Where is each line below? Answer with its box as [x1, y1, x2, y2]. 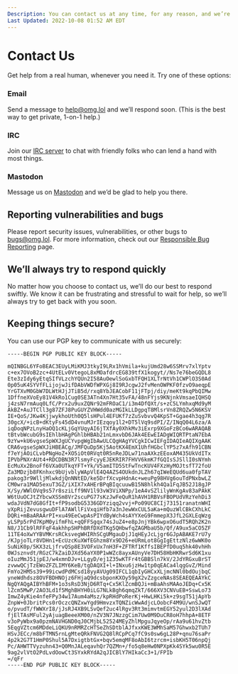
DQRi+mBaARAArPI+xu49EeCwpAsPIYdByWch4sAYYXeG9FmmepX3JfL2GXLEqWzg [7, 512, 212, 519]
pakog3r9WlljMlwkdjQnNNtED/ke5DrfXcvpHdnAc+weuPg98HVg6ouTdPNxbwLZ [7, 474, 212, 482]
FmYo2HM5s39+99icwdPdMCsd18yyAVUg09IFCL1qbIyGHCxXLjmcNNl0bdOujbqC [7, 568, 212, 575]
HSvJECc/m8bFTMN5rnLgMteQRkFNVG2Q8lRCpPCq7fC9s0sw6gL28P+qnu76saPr [7, 630, 212, 637]
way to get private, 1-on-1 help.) [7, 112, 101, 121]
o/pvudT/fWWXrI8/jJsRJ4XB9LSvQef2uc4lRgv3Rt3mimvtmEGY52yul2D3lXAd [7, 605, 212, 612]
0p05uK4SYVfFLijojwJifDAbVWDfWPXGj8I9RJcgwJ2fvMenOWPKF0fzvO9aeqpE [7, 381, 212, 388]
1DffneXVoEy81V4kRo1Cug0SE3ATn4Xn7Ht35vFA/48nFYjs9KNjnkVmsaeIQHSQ [7, 394, 212, 401]
